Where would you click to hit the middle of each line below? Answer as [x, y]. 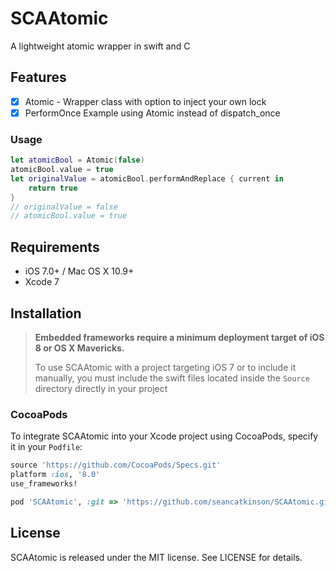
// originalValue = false [64, 207]
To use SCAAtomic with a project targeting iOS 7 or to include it [165, 367]
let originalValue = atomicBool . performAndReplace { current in [147, 178]
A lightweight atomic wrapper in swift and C [100, 46]
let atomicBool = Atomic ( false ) [77, 160]
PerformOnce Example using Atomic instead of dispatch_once [152, 113]
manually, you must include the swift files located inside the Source [172, 378]
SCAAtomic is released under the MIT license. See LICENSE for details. [156, 557]
